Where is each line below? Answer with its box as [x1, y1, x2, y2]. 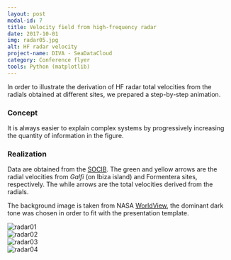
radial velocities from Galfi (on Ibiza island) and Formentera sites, [7, 173, 198, 181]
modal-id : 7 [7, 17, 43, 24]
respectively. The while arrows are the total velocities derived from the [7, 180, 213, 188]
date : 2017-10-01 [7, 30, 59, 38]
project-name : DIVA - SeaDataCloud [7, 50, 113, 57]
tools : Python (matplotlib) [7, 63, 91, 70]
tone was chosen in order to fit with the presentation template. [7, 209, 189, 217]
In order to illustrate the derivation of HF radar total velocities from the [7, 82, 212, 91]
